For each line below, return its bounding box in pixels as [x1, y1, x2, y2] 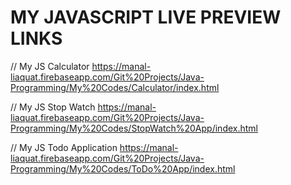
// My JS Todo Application [10, 141, 118, 153]
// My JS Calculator [10, 60, 90, 72]
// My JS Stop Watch [10, 101, 96, 113]
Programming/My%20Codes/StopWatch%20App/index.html [10, 122, 258, 134]
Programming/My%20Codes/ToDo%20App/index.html [10, 162, 236, 175]
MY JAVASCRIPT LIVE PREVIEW [10, 6, 282, 29]
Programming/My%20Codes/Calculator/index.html [10, 81, 220, 93]
